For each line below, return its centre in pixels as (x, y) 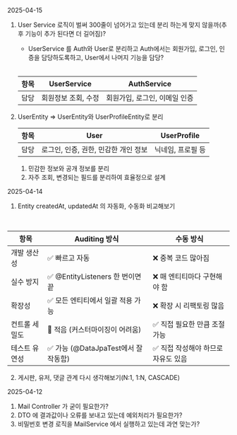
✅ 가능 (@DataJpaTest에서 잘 (95, 348)
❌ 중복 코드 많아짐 (181, 258)
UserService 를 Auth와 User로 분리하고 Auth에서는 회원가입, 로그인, (123, 48)
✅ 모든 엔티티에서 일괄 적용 (90, 300)
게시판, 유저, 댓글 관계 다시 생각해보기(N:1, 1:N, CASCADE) (99, 377)
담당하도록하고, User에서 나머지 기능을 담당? (103, 57)
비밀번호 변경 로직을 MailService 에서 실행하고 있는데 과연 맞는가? (109, 424)
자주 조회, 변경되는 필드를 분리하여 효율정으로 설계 (97, 177)
